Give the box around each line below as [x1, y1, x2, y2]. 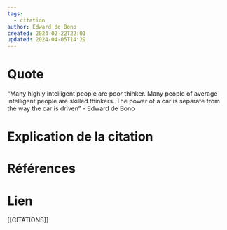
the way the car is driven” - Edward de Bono [7, 104, 135, 113]
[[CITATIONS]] [7, 216, 49, 224]
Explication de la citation [7, 129, 153, 145]
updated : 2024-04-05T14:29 [7, 36, 86, 43]
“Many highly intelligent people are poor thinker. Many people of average [7, 89, 218, 98]
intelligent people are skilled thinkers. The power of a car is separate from [7, 97, 221, 106]
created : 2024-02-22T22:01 [7, 29, 86, 37]
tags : [7, 10, 23, 17]
